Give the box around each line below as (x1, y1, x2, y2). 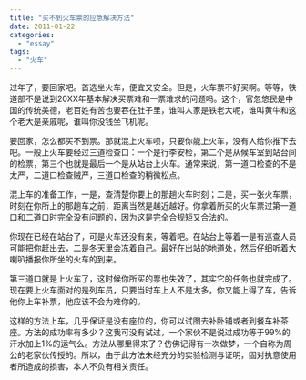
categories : (9, 30, 55, 39)
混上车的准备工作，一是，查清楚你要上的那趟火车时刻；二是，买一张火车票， (9, 189, 297, 200)
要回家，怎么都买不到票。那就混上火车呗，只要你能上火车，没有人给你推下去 (9, 136, 297, 146)
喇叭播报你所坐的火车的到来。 (9, 254, 121, 264)
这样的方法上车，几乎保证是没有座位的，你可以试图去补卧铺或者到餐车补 (9, 315, 280, 326)
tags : (9, 47, 30, 56)
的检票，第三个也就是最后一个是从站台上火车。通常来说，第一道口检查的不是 (9, 159, 297, 169)
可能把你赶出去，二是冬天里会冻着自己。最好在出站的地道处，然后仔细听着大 (9, 242, 297, 253)
